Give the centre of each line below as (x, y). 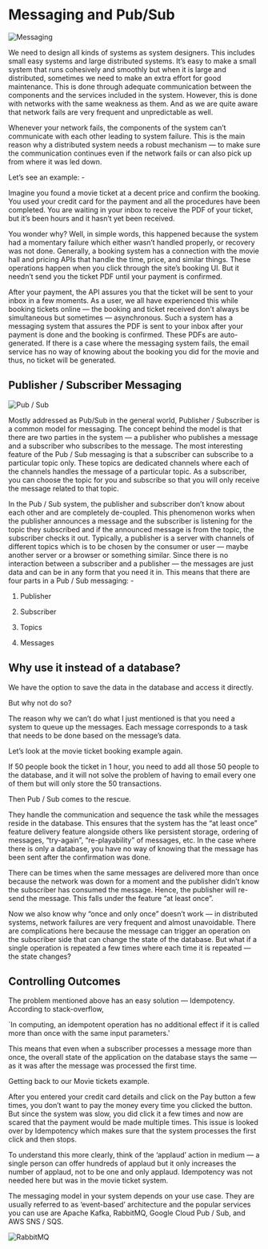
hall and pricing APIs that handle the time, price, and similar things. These (130, 259)
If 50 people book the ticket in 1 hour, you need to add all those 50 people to (134, 766)
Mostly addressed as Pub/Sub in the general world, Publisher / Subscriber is (134, 420)
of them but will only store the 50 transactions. (85, 783)
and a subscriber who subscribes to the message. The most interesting (126, 446)
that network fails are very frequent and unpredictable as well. (111, 112)
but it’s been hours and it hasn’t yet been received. (92, 218)
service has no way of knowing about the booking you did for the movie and (134, 351)
